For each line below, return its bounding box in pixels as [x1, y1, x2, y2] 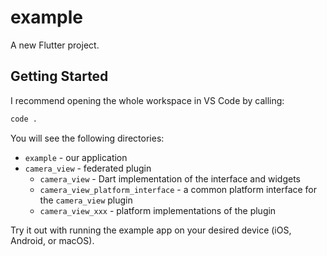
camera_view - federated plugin [24, 162, 152, 174]
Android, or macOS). [10, 234, 95, 246]
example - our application [24, 151, 128, 163]
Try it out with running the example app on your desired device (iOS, [10, 224, 292, 236]
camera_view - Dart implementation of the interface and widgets [39, 172, 301, 185]
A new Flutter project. [10, 39, 100, 51]
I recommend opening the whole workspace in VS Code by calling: [10, 94, 285, 106]
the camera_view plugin [39, 194, 133, 206]
